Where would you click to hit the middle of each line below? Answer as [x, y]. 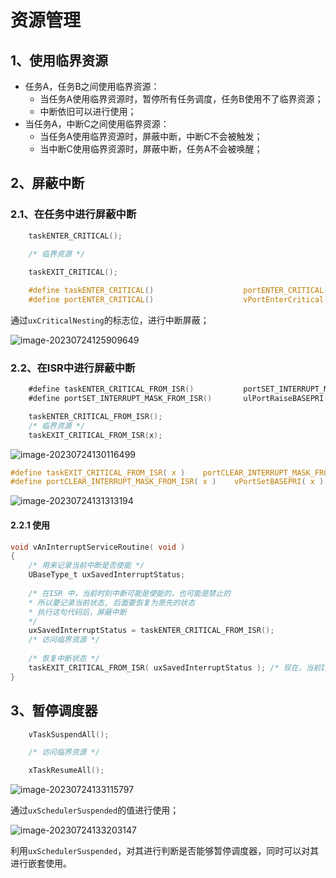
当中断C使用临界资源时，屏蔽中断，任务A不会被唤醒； [151, 149]
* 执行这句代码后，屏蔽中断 [77, 612]
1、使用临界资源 [59, 60]
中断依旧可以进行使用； [88, 111]
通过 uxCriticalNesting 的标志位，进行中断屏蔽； [110, 320]
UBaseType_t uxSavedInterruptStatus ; [107, 575]
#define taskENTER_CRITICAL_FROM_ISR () [111, 389]
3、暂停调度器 [54, 711]
